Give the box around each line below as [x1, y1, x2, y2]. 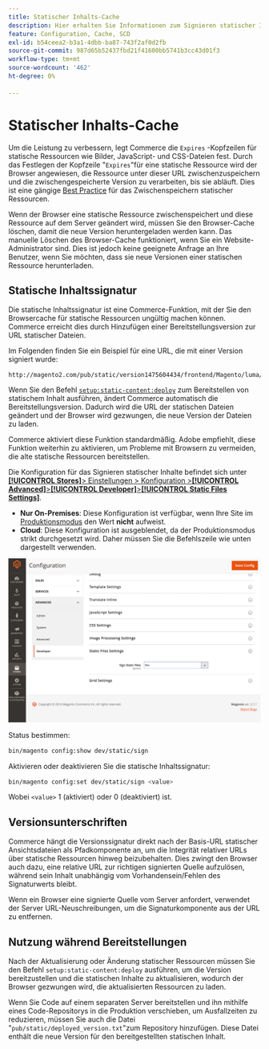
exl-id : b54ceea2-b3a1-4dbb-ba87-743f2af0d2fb [8, 38, 167, 47]
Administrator [8, 243, 54, 253]
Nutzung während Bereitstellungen [8, 935, 187, 949]
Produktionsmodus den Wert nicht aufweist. [19, 517, 167, 527]
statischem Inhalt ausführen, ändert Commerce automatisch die [8, 394, 219, 403]
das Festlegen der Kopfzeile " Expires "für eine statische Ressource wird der [8, 160, 258, 169]
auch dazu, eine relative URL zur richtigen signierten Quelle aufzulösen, [8, 862, 245, 872]
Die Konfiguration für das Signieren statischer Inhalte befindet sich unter [8, 468, 247, 477]
